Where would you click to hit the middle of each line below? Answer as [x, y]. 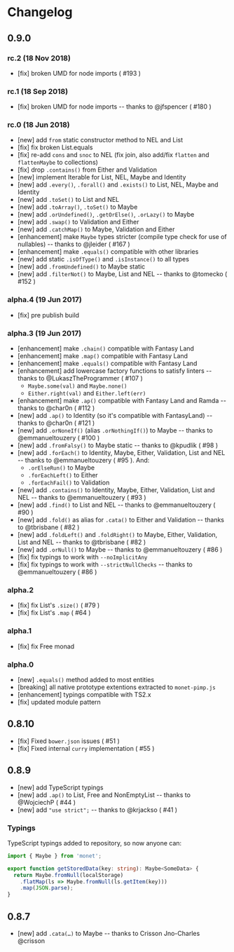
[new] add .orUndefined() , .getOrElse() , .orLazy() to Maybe [106, 215]
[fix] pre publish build [48, 315]
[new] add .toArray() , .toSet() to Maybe [77, 207]
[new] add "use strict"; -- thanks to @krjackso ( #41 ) [97, 810]
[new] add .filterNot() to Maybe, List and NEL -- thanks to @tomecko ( [122, 274]
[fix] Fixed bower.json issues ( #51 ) [69, 741]
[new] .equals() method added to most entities [86, 679]
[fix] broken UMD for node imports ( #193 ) [79, 73]
